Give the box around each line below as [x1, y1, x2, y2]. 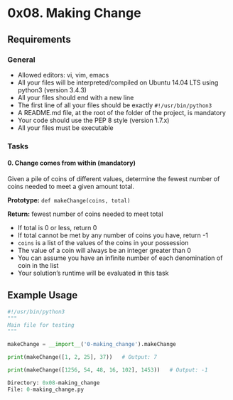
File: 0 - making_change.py [7, 386, 84, 393]
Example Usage [7, 289, 78, 301]
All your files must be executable [17, 123, 114, 132]
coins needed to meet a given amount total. [7, 183, 135, 190]
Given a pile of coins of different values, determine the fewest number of [7, 175, 220, 183]
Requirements [7, 33, 71, 45]
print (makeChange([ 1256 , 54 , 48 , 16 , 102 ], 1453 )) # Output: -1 [7, 367, 208, 374]
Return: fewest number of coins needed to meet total [7, 210, 163, 218]
